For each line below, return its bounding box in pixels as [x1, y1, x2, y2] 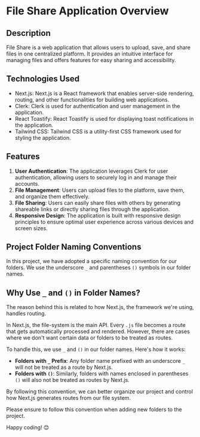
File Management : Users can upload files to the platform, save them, [14, 187, 185, 194]
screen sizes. [14, 224, 48, 231]
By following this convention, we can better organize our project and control [6, 388, 193, 395]
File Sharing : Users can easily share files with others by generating [14, 199, 181, 206]
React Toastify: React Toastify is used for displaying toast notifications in [14, 115, 194, 122]
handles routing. [6, 310, 47, 317]
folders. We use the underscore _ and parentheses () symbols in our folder [6, 264, 191, 271]
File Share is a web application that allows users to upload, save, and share [6, 44, 191, 51]
